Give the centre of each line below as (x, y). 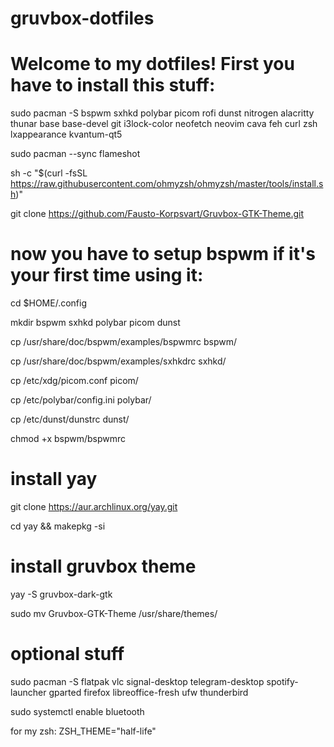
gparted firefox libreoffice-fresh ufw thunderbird (148, 692)
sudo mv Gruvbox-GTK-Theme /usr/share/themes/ (114, 613)
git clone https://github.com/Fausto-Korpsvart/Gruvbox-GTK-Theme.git (157, 214)
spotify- (282, 681)
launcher (28, 692)
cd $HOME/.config (49, 303)
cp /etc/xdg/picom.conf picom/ (74, 381)
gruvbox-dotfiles (82, 18)
